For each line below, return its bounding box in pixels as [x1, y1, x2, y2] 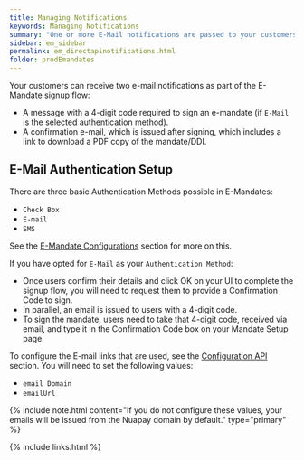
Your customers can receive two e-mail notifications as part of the [9, 80, 256, 90]
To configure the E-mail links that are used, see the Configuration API [9, 350, 268, 361]
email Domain [22, 379, 72, 389]
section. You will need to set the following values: [9, 360, 194, 371]
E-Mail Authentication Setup [9, 162, 174, 177]
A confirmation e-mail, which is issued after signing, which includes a [22, 127, 282, 136]
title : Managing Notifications [9, 13, 128, 23]
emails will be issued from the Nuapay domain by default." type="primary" [9, 414, 287, 425]
